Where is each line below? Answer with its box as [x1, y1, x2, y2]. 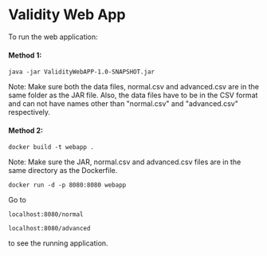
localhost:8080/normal [8, 211, 84, 219]
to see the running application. [8, 238, 109, 248]
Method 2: [8, 125, 44, 135]
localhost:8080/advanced [8, 225, 91, 233]
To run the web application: [8, 32, 98, 41]
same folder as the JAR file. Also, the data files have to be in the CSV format [8, 90, 258, 100]
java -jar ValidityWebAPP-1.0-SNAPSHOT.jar [8, 68, 155, 77]
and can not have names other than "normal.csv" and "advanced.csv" [8, 99, 239, 108]
